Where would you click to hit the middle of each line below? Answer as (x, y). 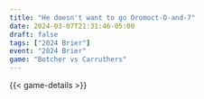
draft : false (34, 34)
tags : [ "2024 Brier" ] (50, 43)
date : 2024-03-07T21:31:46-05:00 (72, 26)
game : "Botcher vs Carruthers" (68, 59)
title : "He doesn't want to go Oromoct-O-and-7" (102, 18)
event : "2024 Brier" (48, 51)
